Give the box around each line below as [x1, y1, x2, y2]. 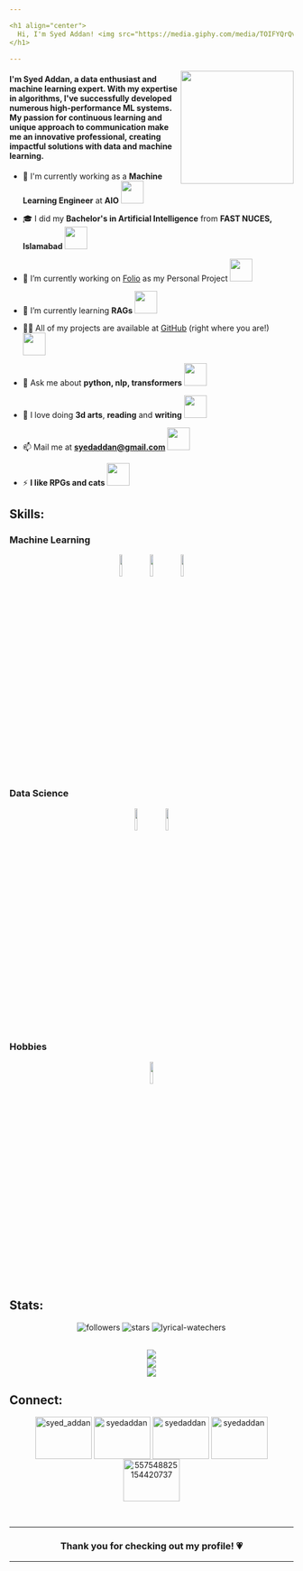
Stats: [9, 1297, 44, 1314]
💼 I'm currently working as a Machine [22, 171, 163, 181]
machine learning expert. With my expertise [9, 83, 178, 94]
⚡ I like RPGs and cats [22, 477, 106, 488]
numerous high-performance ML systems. [9, 102, 172, 113]
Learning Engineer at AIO [22, 195, 119, 206]
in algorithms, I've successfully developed [9, 92, 172, 104]
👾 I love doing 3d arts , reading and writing [22, 409, 182, 420]
